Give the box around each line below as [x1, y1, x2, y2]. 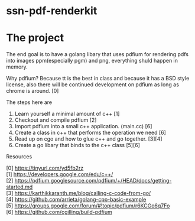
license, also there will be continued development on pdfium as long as [6, 81, 179, 88]
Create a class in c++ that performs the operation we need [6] [14, 129, 167, 136]
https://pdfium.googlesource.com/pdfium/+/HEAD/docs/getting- [14, 177, 172, 184]
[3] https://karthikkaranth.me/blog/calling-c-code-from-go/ [6, 190, 151, 197]
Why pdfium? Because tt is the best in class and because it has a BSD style [6, 75, 190, 82]
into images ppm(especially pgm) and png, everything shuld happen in [6, 57, 178, 64]
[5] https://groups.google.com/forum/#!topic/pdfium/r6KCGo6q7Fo [6, 202, 170, 209]
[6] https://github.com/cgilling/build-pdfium [6, 209, 112, 216]
